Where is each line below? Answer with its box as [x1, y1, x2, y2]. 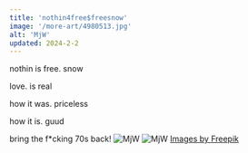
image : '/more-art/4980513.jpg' [9, 22, 132, 31]
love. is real [9, 81, 53, 91]
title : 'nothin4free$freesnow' [9, 13, 128, 23]
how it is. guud [9, 116, 65, 127]
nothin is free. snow [9, 63, 84, 74]
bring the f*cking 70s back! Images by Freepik [9, 133, 239, 145]
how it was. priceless [9, 99, 89, 110]
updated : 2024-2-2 [9, 38, 79, 48]
